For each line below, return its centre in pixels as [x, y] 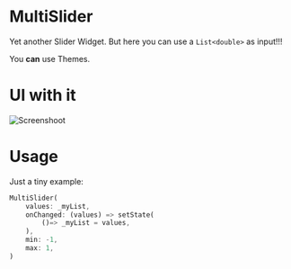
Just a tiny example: [46, 181]
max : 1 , [40, 248]
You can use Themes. [50, 58]
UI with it [43, 95]
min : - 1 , [42, 240]
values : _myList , [58, 206]
